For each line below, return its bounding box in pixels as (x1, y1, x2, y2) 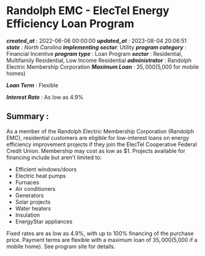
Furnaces (15, 179, 40, 186)
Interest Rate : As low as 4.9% (6, 93, 84, 101)
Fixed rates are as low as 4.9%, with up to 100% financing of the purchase (6, 230, 194, 237)
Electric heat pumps (15, 172, 66, 179)
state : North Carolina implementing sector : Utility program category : (6, 44, 187, 51)
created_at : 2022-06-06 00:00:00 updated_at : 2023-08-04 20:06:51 (6, 37, 187, 44)
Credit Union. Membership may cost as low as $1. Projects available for (6, 147, 185, 154)
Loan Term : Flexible (6, 81, 59, 89)
